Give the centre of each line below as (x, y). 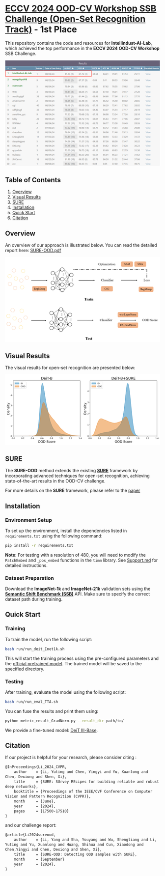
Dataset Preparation (29, 578)
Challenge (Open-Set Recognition (75, 19)
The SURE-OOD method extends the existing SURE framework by (71, 471)
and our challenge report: (31, 825)
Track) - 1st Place (41, 29)
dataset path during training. (34, 599)
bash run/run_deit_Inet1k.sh (35, 649)
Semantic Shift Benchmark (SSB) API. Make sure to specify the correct (78, 594)
